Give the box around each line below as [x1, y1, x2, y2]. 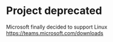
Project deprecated [6, 4, 102, 17]
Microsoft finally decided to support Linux [6, 23, 108, 30]
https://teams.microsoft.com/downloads [6, 29, 104, 36]
